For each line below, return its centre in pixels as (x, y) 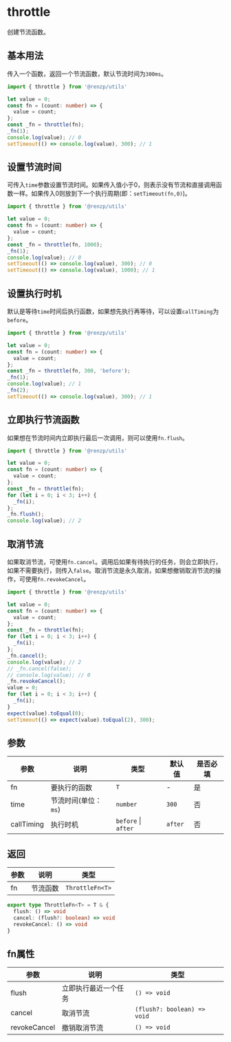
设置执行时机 (34, 293)
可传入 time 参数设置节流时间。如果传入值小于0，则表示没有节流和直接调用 (112, 185)
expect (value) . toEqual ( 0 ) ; (46, 713)
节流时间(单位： (76, 801)
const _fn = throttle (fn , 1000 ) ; (55, 244)
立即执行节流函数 (43, 420)
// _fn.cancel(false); (40, 669)
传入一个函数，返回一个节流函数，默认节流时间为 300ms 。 (87, 74)
